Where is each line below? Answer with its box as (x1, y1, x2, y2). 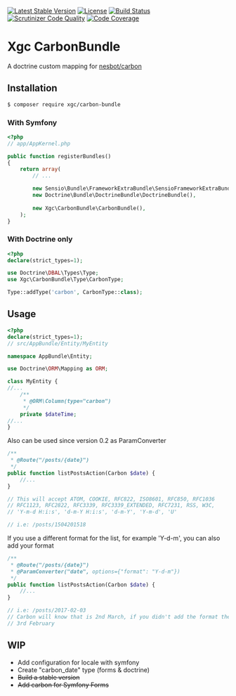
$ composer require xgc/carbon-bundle (7, 101, 121, 108)
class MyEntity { (7, 378, 58, 385)
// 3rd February (7, 619, 55, 627)
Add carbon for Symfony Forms (17, 681, 109, 689)
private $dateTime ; (20, 411, 77, 418)
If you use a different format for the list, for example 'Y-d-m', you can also (7, 534, 221, 543)
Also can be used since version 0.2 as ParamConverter (7, 437, 166, 445)
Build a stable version (17, 673, 80, 681)
